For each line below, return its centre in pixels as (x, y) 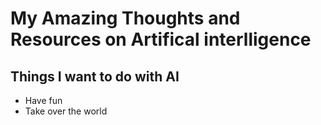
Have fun (43, 100)
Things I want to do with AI (95, 76)
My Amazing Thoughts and (125, 18)
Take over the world (66, 111)
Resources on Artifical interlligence (161, 39)
